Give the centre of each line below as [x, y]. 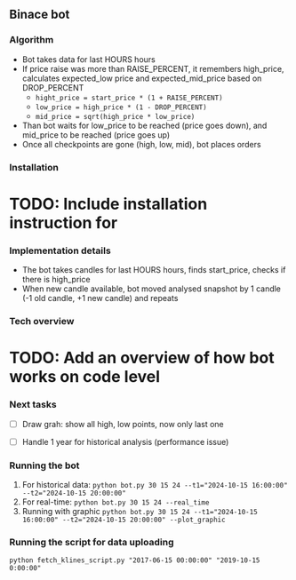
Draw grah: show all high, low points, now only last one [123, 424]
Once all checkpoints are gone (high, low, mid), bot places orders [141, 144]
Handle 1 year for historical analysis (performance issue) [125, 441]
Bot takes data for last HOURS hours [88, 59]
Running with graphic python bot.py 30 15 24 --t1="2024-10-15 [140, 511]
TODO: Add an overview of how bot [142, 358]
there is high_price [56, 280]
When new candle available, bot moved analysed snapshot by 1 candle [152, 289]
